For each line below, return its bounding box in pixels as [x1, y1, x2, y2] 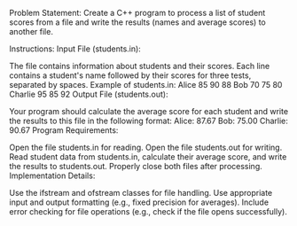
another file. [9, 27, 53, 36]
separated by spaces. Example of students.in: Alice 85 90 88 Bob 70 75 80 [9, 80, 283, 90]
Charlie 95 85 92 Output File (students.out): [9, 89, 168, 99]
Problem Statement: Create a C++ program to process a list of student [9, 8, 266, 18]
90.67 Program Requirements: [9, 125, 119, 136]
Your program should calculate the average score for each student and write [9, 106, 289, 116]
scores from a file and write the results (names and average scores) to [9, 17, 266, 27]
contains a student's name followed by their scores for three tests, [9, 70, 252, 81]
